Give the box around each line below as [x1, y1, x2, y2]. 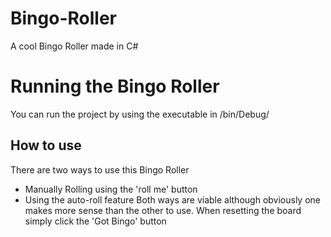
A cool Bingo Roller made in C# [10, 40, 139, 52]
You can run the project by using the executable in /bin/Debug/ [10, 108, 270, 120]
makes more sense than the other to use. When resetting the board [24, 204, 302, 216]
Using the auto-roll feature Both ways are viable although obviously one [24, 193, 321, 206]
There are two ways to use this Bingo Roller [10, 163, 190, 176]
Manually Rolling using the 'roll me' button [24, 183, 198, 195]
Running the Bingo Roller [10, 75, 220, 98]
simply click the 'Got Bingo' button [24, 215, 167, 227]
